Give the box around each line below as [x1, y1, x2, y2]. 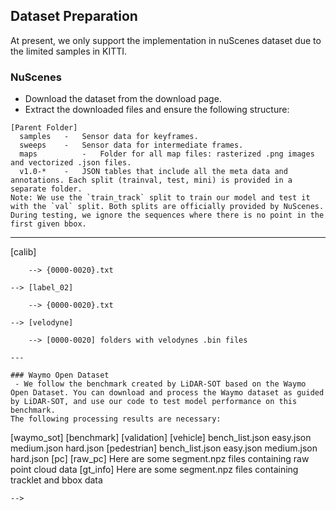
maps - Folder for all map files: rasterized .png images [19, 149, 315, 159]
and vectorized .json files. [10, 158, 132, 168]
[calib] [10, 246, 37, 258]
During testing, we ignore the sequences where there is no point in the [10, 210, 325, 221]
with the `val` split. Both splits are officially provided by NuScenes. [10, 202, 325, 212]
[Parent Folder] [10, 123, 78, 133]
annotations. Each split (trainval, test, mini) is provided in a [10, 175, 293, 186]
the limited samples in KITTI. [10, 45, 128, 57]
